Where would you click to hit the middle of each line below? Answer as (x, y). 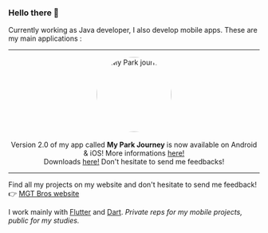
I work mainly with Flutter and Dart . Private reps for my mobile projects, (126, 212)
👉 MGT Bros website (44, 194)
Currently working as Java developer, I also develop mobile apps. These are (133, 30)
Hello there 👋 (34, 13)
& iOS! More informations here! (134, 153)
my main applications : (45, 38)
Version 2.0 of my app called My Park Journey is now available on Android (134, 145)
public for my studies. (44, 221)
